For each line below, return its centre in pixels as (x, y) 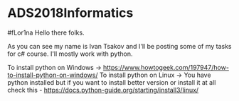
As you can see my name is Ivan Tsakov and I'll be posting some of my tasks (119, 46)
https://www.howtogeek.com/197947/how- (166, 67)
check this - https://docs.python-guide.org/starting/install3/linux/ (103, 90)
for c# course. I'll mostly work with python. (70, 54)
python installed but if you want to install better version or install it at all (112, 82)
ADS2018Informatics (70, 13)
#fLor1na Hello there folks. (46, 32)
